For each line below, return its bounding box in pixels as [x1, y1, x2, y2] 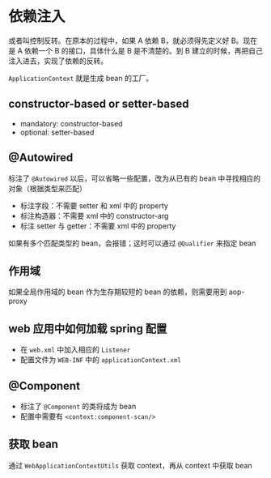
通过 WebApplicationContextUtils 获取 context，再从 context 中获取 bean [8, 460, 252, 470]
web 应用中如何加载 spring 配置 [8, 322, 167, 335]
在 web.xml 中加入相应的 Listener [19, 345, 131, 355]
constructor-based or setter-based [8, 97, 189, 111]
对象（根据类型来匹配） [8, 183, 87, 193]
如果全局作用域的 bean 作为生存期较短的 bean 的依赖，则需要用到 [8, 287, 227, 297]
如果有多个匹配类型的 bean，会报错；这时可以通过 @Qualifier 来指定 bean [8, 238, 256, 248]
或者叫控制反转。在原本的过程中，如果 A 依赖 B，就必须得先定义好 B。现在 [8, 36, 257, 45]
